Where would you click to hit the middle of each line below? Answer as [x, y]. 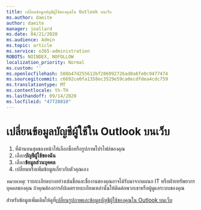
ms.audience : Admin [31, 40]
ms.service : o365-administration [48, 51]
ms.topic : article [29, 46]
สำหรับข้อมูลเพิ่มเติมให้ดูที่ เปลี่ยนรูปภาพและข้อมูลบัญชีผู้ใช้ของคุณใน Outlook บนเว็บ [89, 200]
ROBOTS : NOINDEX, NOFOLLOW [40, 57]
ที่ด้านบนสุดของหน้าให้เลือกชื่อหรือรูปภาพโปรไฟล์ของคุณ [70, 148]
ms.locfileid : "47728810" [39, 101]
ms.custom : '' [24, 68]
